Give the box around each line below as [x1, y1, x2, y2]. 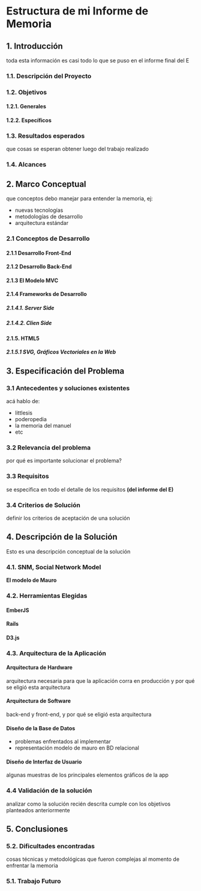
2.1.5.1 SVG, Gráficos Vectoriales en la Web [6, 348, 116, 356]
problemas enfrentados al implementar [14, 738, 111, 745]
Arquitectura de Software [6, 697, 71, 704]
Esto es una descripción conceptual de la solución [6, 547, 131, 555]
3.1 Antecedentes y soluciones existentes [6, 384, 130, 392]
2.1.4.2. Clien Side [6, 319, 52, 327]
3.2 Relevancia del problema [6, 443, 91, 452]
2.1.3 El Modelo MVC [6, 277, 59, 284]
